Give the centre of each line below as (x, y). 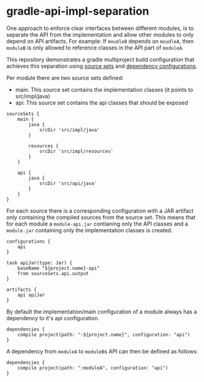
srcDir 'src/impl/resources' (76, 151)
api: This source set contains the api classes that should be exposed (102, 103)
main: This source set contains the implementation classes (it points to (104, 89)
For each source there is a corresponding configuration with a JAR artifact (100, 211)
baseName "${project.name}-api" (59, 268)
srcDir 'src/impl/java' (69, 130)
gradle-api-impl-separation (78, 11)
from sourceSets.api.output (53, 273)
